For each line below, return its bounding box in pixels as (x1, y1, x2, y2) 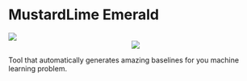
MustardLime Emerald (8, 6, 160, 24)
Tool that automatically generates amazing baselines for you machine (8, 55, 240, 65)
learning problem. (8, 63, 67, 73)
